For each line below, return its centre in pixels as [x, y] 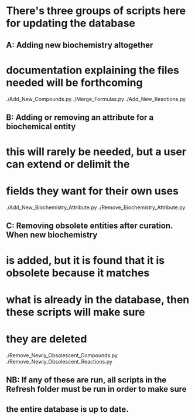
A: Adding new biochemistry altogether [80, 45]
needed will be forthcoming [74, 83]
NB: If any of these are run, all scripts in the [86, 380]
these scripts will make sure [76, 312]
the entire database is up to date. [67, 409]
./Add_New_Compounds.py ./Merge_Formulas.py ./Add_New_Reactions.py [96, 99]
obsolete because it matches [78, 273]
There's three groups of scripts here [96, 11]
